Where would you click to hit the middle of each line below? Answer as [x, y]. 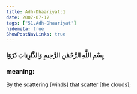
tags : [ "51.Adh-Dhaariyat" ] [41, 23]
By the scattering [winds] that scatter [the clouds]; [68, 84]
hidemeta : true [25, 29]
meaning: [20, 71]
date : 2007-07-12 [28, 17]
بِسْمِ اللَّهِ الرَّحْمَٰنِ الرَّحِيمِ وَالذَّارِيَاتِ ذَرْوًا [55, 55]
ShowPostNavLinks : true [36, 34]
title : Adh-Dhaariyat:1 [36, 12]
